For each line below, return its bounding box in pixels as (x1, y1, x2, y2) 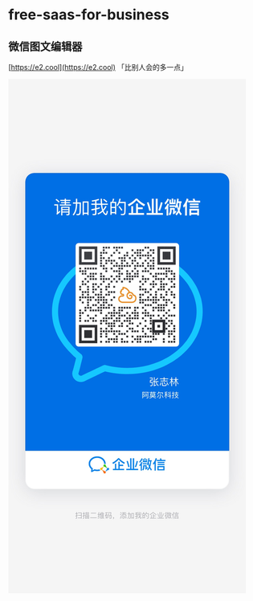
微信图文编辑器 (8, 39, 83, 53)
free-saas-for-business (8, 6, 170, 24)
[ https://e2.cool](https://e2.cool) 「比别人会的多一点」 (8, 63, 189, 72)
